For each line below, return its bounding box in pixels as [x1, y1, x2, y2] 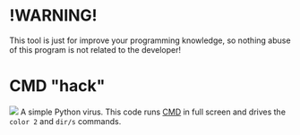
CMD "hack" [9, 76, 106, 97]
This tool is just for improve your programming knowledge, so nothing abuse [9, 35, 291, 46]
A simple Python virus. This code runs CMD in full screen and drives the [20, 106, 287, 117]
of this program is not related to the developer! [9, 44, 182, 55]
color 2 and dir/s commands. [9, 115, 122, 126]
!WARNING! [9, 5, 98, 26]
